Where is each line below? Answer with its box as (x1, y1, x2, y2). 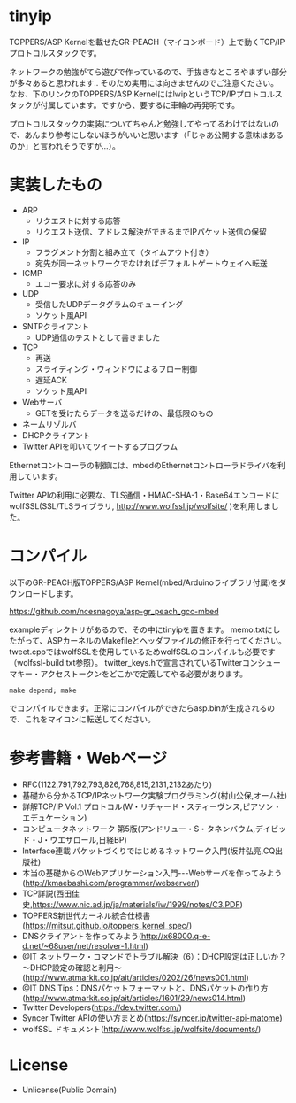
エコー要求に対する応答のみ (34, 278, 137, 289)
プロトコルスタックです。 (9, 47, 102, 58)
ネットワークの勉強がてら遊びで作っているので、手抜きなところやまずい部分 (9, 66, 287, 77)
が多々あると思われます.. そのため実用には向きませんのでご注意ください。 (9, 77, 278, 88)
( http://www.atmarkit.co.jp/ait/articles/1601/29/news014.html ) (21, 992, 246, 1003)
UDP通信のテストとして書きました (34, 332, 161, 343)
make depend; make (9, 686, 77, 695)
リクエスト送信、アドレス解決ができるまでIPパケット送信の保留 (34, 226, 268, 236)
